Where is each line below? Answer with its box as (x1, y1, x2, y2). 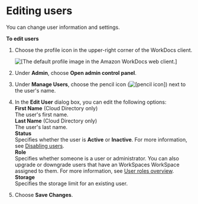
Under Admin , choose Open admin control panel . (14, 69, 137, 76)
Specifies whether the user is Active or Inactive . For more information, (14, 136, 187, 143)
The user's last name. (14, 123, 68, 130)
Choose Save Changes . (14, 191, 73, 198)
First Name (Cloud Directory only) (14, 104, 98, 111)
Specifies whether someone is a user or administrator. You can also (14, 154, 179, 162)
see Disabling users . (14, 142, 64, 149)
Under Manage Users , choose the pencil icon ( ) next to (14, 81, 186, 88)
